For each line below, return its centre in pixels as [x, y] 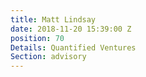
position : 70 [37, 38]
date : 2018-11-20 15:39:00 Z [71, 29]
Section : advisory [48, 57]
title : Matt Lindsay [53, 19]
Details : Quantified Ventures [73, 47]
